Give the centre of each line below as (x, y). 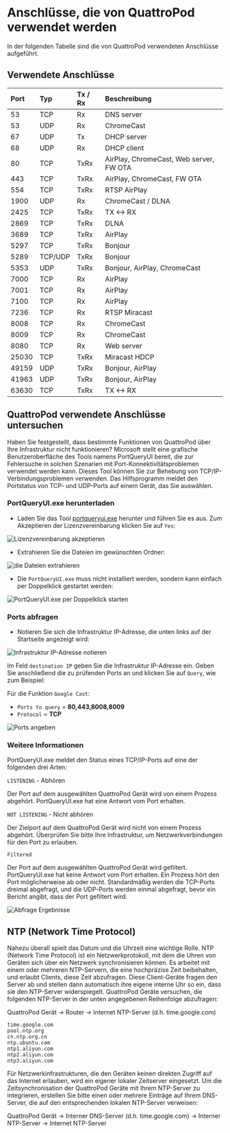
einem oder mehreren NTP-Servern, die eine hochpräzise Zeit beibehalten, (112, 970)
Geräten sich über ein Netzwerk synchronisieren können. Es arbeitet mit (108, 963)
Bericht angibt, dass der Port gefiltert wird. (67, 897)
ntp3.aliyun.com (30, 1061)
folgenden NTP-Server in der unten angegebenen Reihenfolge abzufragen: (113, 999)
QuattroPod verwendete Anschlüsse (87, 415)
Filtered (20, 855)
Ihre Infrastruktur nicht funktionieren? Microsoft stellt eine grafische (103, 449)
